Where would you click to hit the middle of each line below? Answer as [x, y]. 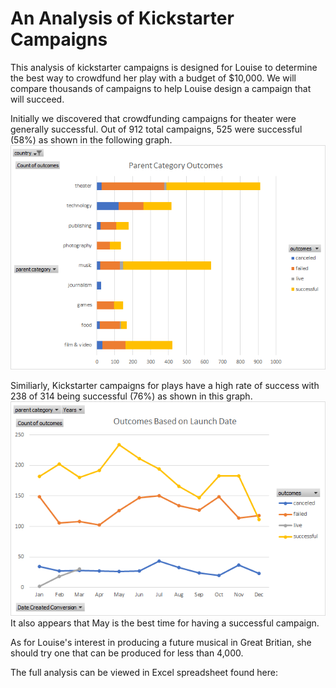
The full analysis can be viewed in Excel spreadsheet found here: [144, 672]
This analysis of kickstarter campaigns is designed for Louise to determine [164, 67]
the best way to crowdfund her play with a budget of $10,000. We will [153, 78]
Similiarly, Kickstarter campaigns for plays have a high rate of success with [165, 385]
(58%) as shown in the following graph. [91, 139]
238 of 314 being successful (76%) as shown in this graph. [131, 396]
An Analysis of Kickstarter [122, 18]
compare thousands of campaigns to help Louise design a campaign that [161, 88]
